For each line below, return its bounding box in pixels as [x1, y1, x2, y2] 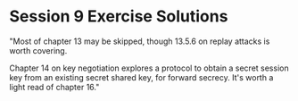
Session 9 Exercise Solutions [9, 6, 228, 27]
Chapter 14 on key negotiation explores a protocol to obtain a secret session [9, 63, 289, 73]
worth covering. [9, 45, 68, 55]
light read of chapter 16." [9, 81, 100, 92]
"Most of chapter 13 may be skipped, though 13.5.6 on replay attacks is [9, 36, 270, 46]
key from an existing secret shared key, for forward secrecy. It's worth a [9, 72, 274, 82]
